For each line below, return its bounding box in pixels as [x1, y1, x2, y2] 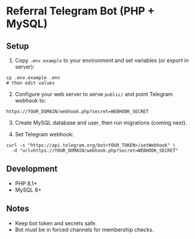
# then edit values [6, 80, 55, 86]
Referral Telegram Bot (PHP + [6, 4, 155, 18]
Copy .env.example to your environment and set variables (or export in [14, 57, 189, 64]
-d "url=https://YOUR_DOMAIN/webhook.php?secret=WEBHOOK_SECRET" [11, 148, 179, 154]
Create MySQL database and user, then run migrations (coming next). [14, 119, 187, 126]
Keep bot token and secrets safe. [14, 219, 97, 226]
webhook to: [14, 97, 46, 104]
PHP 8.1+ [14, 180, 38, 187]
